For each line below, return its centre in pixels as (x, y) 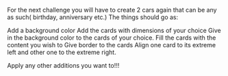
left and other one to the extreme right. (62, 52)
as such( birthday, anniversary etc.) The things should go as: (93, 17)
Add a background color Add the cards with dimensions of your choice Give (114, 30)
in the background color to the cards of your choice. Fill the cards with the (112, 38)
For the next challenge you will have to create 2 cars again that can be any (112, 10)
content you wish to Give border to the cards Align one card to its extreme (112, 45)
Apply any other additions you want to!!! (63, 65)
